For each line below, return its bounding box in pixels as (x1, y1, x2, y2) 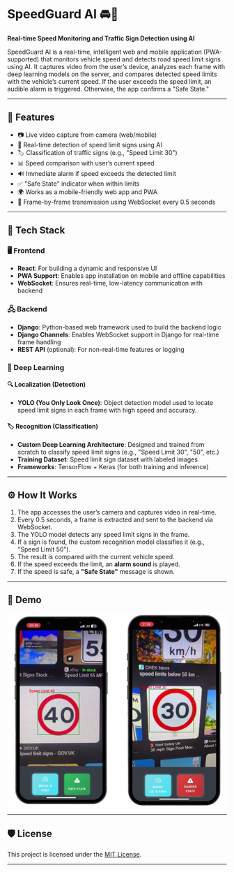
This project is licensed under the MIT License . (7, 850, 142, 858)
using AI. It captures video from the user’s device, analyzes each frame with (7, 62, 225, 71)
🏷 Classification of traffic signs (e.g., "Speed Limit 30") (17, 148, 178, 156)
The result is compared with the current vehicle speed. (17, 552, 175, 561)
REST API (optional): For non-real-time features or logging (17, 345, 185, 353)
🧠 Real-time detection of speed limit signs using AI (17, 140, 162, 149)
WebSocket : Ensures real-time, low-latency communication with (17, 279, 203, 288)
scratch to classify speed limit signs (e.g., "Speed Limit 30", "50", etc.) (17, 448, 219, 457)
